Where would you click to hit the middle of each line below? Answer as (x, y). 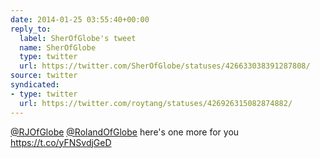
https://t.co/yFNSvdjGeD (61, 142)
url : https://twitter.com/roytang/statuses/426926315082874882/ (156, 103)
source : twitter (44, 76)
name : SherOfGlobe (58, 47)
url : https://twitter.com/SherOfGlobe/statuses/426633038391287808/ (165, 66)
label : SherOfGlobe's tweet (78, 38)
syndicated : (35, 85)
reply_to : (31, 29)
